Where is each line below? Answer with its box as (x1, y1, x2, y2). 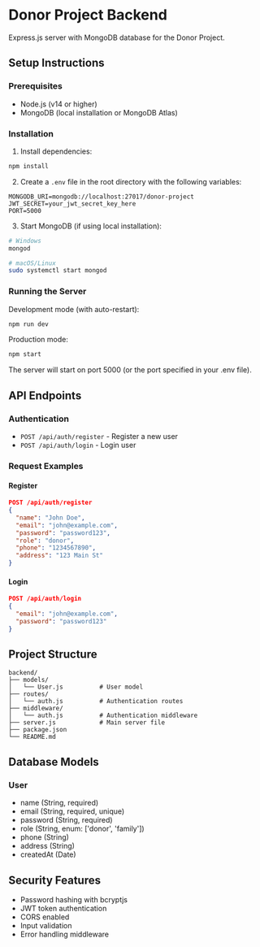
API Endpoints (8, 389, 82, 402)
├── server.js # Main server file (8, 719, 165, 727)
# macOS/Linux (8, 258, 57, 267)
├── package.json (8, 726, 67, 734)
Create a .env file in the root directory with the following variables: (19, 176, 242, 186)
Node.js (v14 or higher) (19, 99, 97, 109)
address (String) (19, 841, 76, 851)
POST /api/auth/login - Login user (19, 441, 136, 450)
